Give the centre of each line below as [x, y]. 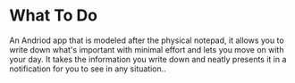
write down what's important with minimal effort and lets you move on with [147, 49]
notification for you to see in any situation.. [88, 69]
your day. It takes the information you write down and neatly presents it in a [148, 59]
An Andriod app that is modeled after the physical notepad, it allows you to [147, 40]
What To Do [54, 16]
